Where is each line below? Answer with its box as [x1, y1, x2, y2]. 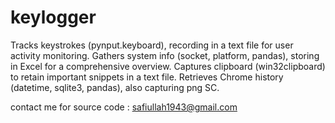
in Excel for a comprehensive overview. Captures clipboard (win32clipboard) [10, 60, 326, 72]
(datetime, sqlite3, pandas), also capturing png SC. [10, 81, 220, 93]
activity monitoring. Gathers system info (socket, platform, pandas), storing [10, 49, 320, 61]
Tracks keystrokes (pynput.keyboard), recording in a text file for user [10, 39, 294, 51]
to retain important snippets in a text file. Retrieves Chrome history [10, 71, 284, 83]
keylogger [10, 6, 97, 29]
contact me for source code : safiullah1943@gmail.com [10, 101, 238, 113]
